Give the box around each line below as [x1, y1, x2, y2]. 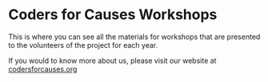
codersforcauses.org [8, 64, 78, 73]
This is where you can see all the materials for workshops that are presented [8, 32, 261, 41]
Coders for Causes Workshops [8, 6, 218, 24]
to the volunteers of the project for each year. [8, 40, 158, 49]
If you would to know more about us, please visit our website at [8, 56, 217, 65]
